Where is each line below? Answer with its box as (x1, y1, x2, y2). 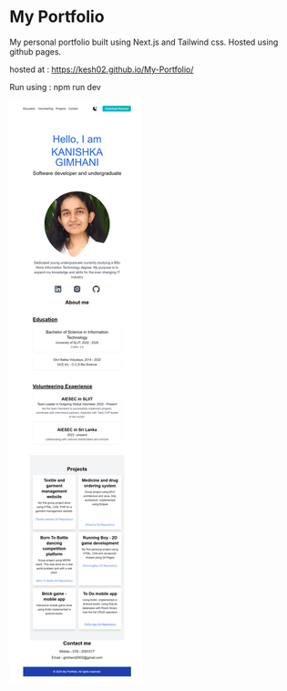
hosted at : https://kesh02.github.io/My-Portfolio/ (9, 64, 194, 75)
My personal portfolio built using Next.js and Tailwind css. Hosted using (9, 36, 279, 47)
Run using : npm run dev (9, 81, 102, 92)
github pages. (9, 46, 62, 57)
